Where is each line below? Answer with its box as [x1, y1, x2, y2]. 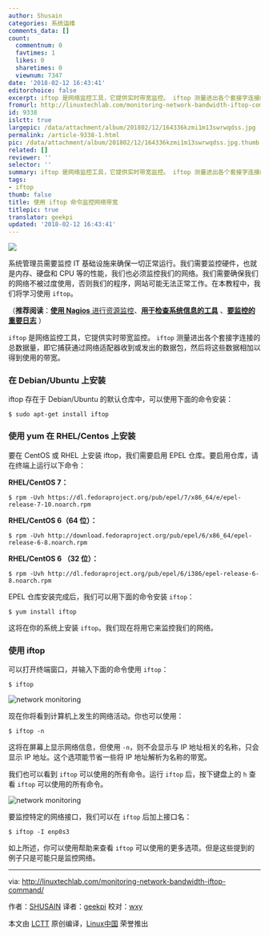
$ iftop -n [8, 727, 45, 735]
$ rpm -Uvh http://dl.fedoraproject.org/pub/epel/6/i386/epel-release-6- [8, 569, 260, 577]
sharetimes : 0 [15, 64, 62, 72]
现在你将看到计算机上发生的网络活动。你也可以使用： [8, 711, 184, 721]
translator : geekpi [8, 213, 74, 221]
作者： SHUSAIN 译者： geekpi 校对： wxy [8, 902, 143, 911]
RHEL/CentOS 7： [8, 477, 69, 487]
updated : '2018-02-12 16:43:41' [8, 221, 116, 229]
